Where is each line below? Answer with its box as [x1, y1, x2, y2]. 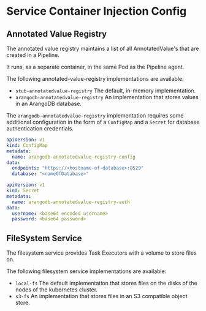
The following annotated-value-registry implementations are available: [6, 75, 184, 82]
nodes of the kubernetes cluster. [15, 286, 98, 293]
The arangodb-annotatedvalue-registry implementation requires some [6, 112, 184, 119]
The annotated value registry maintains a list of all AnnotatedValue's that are [6, 45, 199, 52]
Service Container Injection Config [6, 4, 187, 18]
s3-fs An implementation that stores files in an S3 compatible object [15, 293, 188, 300]
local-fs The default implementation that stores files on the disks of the [15, 280, 197, 287]
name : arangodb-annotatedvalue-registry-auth [12, 199, 131, 205]
